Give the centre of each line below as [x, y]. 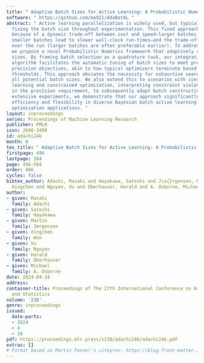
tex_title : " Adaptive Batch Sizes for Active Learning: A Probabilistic [102, 147]
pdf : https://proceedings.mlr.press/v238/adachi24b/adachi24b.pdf [92, 339]
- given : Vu [21, 243]
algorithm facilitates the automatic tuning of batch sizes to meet [100, 63]
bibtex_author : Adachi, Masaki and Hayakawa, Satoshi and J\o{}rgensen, [100, 181]
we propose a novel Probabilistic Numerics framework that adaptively [103, 52]
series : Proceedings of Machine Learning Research [72, 119]
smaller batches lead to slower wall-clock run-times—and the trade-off [106, 40]
